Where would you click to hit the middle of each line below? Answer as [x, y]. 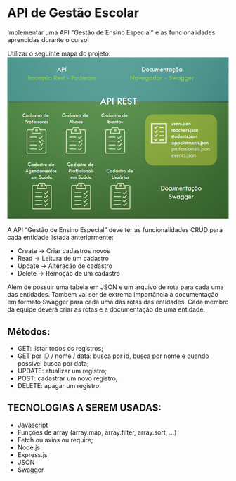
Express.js [32, 454]
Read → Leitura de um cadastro [63, 259]
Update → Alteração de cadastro [65, 266]
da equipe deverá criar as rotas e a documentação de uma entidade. [106, 309]
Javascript [33, 425]
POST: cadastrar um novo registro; [67, 378]
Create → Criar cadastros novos [64, 251]
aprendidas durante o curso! [48, 39]
